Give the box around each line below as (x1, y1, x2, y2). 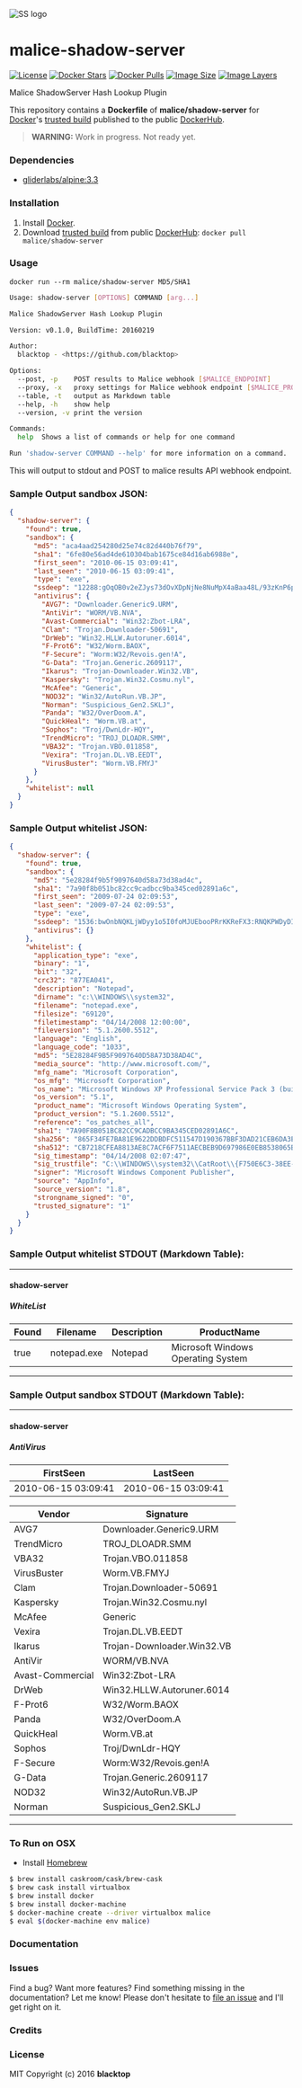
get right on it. (9, 2001, 62, 2012)
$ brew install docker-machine (9, 1899, 127, 1909)
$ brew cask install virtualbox (9, 1883, 130, 1892)
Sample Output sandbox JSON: (9, 488, 148, 500)
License (9, 2048, 45, 2060)
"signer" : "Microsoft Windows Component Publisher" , (32, 1168, 235, 1177)
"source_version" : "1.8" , (32, 1185, 130, 1195)
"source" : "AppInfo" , (32, 1177, 115, 1186)
